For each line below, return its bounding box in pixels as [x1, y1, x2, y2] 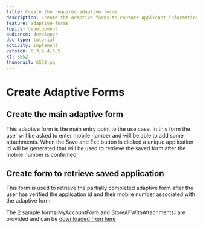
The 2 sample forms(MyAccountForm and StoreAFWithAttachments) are [6, 209, 186, 216]
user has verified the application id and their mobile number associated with [6, 191, 195, 198]
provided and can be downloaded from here [6, 215, 116, 223]
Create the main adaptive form [6, 109, 124, 119]
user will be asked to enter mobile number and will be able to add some [6, 131, 184, 139]
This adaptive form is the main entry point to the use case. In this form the [6, 125, 190, 133]
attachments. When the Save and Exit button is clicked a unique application [6, 138, 194, 145]
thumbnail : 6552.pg [6, 59, 56, 65]
